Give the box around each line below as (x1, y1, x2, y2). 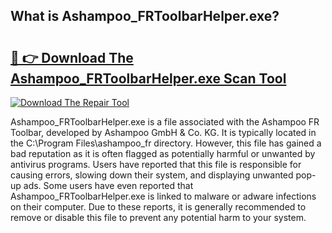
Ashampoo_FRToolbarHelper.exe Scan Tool (10, 70, 287, 87)
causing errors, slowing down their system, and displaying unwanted (10, 169, 294, 181)
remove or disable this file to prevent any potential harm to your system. (10, 212, 307, 223)
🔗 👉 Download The (10, 49, 134, 66)
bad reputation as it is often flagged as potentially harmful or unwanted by (10, 148, 316, 159)
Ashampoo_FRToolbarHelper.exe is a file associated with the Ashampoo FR (10, 116, 320, 128)
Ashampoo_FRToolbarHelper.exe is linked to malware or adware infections (10, 190, 317, 202)
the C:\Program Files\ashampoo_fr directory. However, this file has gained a (10, 137, 322, 149)
